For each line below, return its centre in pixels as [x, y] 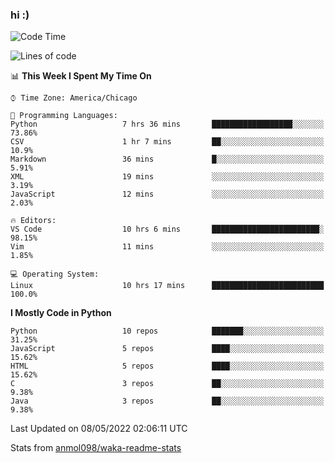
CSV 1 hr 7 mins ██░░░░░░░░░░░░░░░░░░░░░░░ [167, 142]
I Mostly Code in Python [61, 313]
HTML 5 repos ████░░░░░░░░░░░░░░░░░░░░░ [167, 366]
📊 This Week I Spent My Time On [81, 76]
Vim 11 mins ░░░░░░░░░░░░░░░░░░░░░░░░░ [167, 247]
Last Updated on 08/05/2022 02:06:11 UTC [99, 429]
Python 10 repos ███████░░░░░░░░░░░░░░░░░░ [167, 331]
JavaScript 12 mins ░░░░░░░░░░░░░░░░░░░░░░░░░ [167, 194]
